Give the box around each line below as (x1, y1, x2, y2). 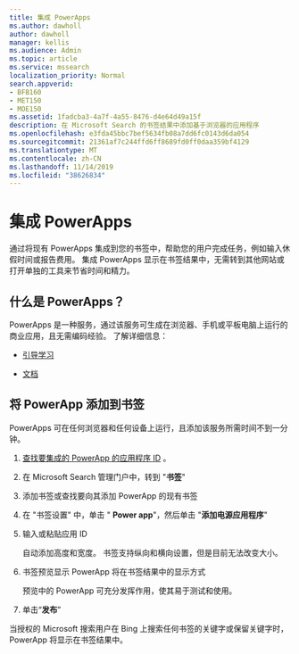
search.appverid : (9, 79, 74, 88)
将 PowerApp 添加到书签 (9, 397, 145, 412)
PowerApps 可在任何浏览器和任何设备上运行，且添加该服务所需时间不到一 (9, 422, 281, 433)
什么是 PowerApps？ (9, 294, 125, 309)
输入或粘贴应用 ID (21, 528, 87, 539)
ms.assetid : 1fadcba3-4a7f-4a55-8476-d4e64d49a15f (9, 112, 202, 121)
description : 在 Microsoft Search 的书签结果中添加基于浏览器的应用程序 (9, 121, 260, 130)
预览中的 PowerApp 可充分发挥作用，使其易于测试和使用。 (21, 585, 237, 596)
